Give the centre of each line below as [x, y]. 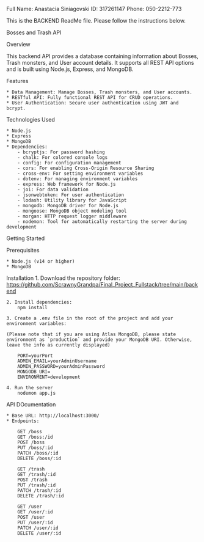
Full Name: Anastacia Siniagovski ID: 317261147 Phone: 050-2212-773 [94, 9]
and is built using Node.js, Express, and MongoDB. [70, 69]
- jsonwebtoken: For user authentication [71, 195]
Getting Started [26, 238]
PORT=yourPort [35, 356]
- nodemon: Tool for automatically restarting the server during [102, 222]
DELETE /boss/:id [39, 458]
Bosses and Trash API [34, 32]
